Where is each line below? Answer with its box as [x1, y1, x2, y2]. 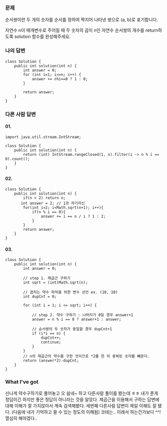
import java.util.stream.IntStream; [5, 134, 81, 139]
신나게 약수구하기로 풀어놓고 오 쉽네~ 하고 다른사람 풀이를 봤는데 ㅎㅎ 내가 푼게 [5, 391, 159, 397]
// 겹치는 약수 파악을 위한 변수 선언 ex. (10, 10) [23, 290, 118, 295]
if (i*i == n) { [31, 331, 66, 336]
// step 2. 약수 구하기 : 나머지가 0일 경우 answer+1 [31, 313, 134, 318]
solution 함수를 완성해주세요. [14, 33, 71, 39]
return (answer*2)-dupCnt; [23, 358, 79, 363]
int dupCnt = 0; [23, 294, 57, 299]
